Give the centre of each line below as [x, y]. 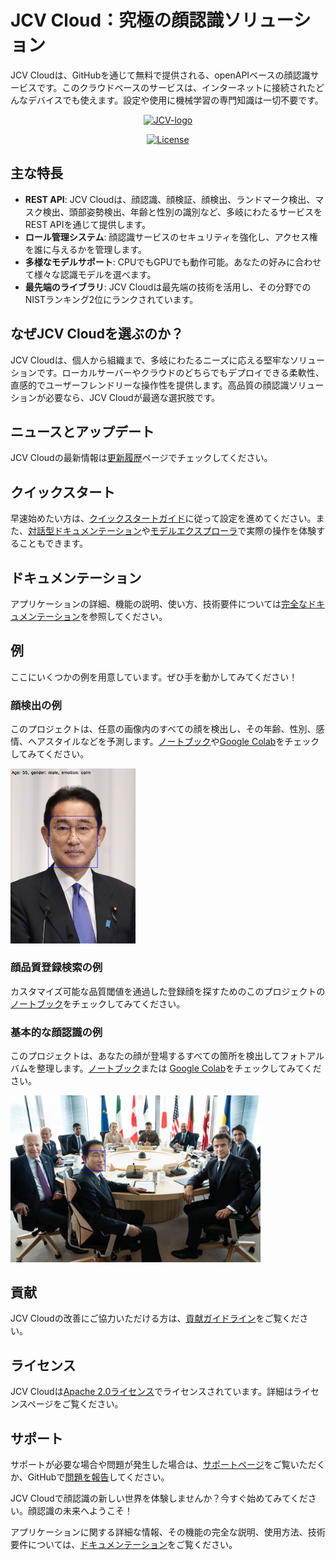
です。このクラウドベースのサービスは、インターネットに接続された [176, 87]
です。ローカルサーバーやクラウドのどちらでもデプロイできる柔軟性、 [180, 372]
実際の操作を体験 [281, 531]
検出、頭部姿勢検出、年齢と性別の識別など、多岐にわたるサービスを [182, 212]
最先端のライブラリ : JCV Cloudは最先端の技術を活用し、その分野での [168, 287]
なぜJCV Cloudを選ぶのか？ [97, 334]
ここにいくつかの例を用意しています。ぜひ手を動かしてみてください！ [154, 677]
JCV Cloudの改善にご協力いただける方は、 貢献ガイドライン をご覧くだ [155, 1318]
